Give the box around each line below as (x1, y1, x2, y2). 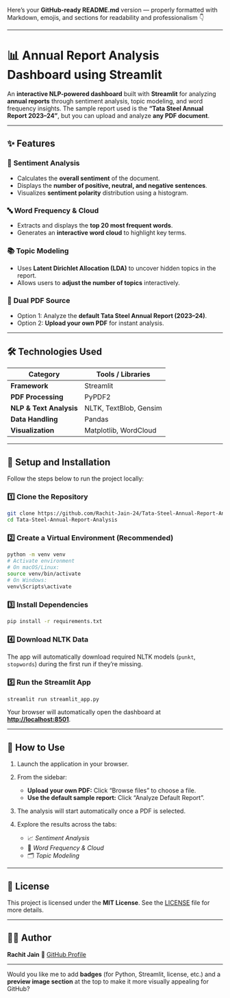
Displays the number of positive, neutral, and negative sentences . (16, 181, 207, 189)
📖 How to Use (7, 742, 65, 753)
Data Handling (10, 415, 58, 424)
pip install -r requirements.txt (7, 618, 103, 625)
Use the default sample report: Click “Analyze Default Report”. (27, 794, 205, 802)
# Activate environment (7, 558, 75, 565)
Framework (10, 381, 49, 391)
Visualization (10, 426, 55, 435)
